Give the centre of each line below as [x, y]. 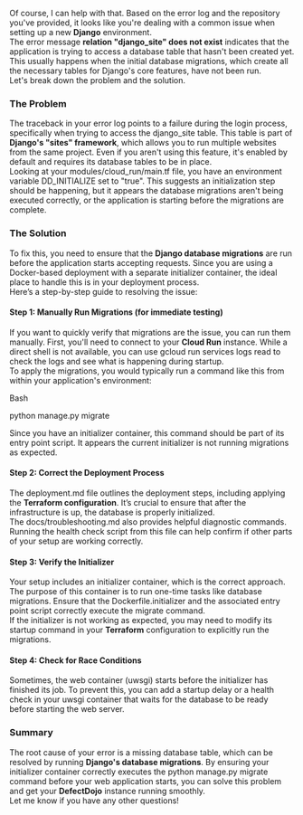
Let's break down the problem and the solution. [97, 80]
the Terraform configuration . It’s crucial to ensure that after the [128, 502]
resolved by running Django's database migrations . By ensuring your [139, 762]
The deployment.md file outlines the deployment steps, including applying [147, 493]
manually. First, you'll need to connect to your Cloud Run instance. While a [148, 342]
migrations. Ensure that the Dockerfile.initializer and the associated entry [145, 602]
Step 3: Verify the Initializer [62, 562]
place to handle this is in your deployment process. [104, 282]
